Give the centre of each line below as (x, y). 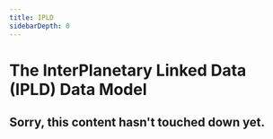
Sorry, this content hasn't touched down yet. (137, 122)
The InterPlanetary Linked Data (128, 70)
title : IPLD (31, 17)
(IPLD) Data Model (78, 89)
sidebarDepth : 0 (40, 26)
